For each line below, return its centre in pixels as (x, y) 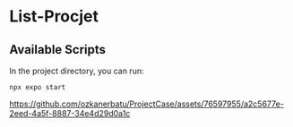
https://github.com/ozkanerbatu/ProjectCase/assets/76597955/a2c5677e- (146, 104)
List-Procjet (54, 17)
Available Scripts (57, 50)
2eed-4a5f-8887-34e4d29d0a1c (70, 113)
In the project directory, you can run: (77, 71)
